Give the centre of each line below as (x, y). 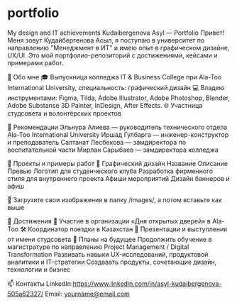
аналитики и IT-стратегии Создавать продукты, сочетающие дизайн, (112, 262)
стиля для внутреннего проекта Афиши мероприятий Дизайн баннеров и (118, 178)
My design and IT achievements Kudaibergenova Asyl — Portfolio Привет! (116, 33)
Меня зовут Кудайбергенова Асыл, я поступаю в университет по (106, 40)
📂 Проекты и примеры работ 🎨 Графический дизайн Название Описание (118, 163)
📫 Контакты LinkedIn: (40, 283)
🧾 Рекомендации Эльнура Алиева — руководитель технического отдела (117, 127)
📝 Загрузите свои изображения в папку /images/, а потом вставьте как (115, 199)
